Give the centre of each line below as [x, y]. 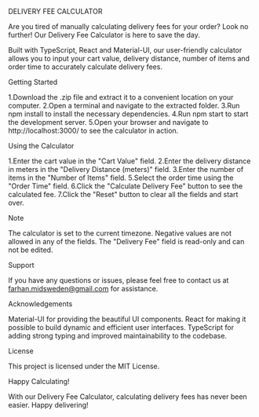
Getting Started [33, 82]
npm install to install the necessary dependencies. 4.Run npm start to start [128, 114]
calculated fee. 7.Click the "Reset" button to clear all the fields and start [123, 194]
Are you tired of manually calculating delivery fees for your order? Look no [128, 26]
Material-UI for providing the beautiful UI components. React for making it [127, 319]
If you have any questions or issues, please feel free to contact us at [119, 280]
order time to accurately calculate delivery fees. [86, 67]
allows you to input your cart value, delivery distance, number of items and [129, 59]
